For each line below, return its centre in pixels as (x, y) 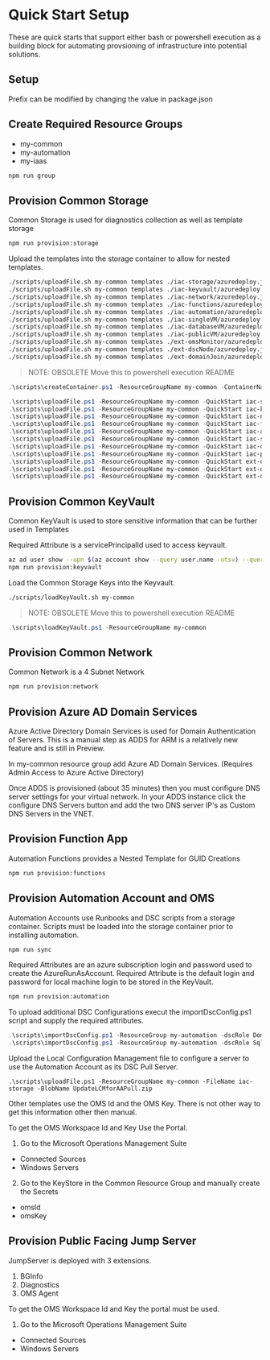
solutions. (25, 54)
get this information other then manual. (73, 1112)
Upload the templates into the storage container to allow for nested (119, 258)
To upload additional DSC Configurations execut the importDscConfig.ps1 (130, 1012)
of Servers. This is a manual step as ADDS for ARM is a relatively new (123, 740)
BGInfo (31, 1276)
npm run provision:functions (57, 873)
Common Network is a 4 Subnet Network (76, 672)
